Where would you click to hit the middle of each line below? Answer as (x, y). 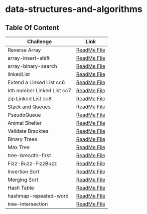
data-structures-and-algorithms (74, 9)
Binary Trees (22, 139)
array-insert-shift (29, 58)
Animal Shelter (25, 123)
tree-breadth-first (29, 155)
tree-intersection (28, 204)
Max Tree (19, 147)
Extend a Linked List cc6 (36, 82)
